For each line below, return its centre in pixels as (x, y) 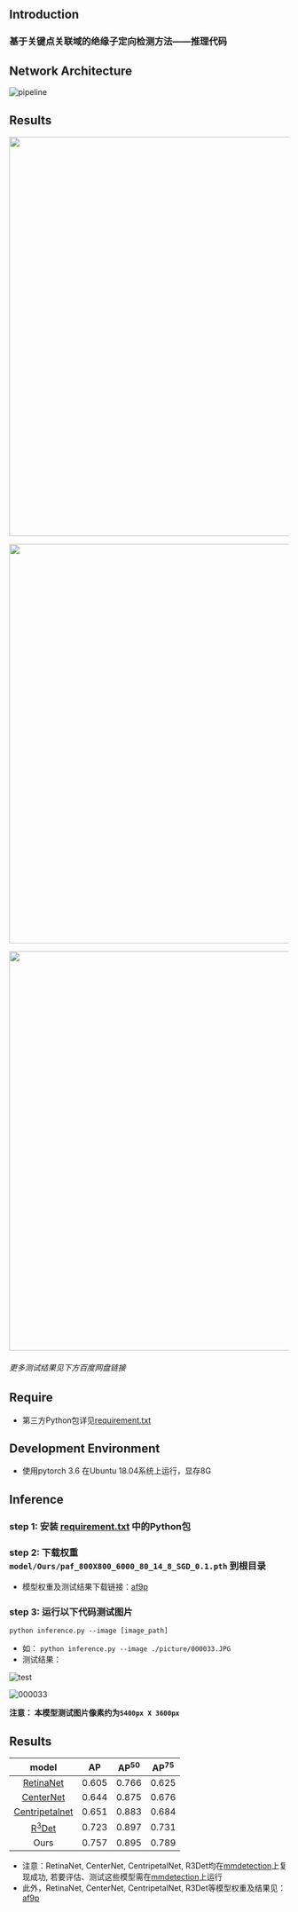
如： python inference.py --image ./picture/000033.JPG (126, 1648)
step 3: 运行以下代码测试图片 (71, 1612)
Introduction (44, 15)
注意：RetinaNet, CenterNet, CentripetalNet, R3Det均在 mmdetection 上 (151, 1865)
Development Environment (85, 1448)
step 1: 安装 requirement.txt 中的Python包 (100, 1526)
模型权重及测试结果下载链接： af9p (85, 1586)
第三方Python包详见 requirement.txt (86, 1420)
